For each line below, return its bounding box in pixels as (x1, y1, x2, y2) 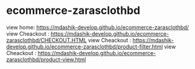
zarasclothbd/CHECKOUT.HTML (6, 36, 87, 44)
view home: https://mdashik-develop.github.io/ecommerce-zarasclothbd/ (6, 24, 189, 31)
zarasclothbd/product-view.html (6, 56, 86, 63)
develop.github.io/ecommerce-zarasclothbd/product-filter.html (6, 43, 163, 50)
